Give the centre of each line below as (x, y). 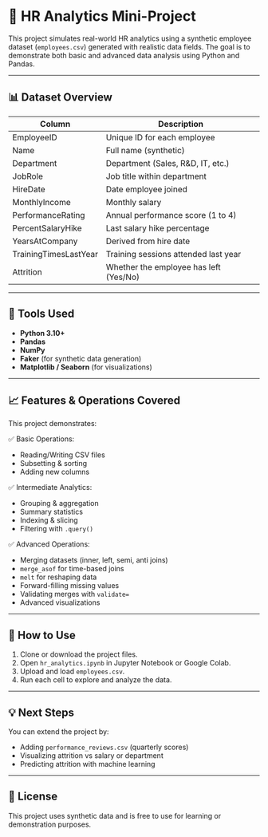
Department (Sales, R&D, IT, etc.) (167, 163)
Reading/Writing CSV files (62, 455)
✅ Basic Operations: (41, 439)
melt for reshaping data (58, 577)
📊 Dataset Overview (61, 98)
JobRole (28, 176)
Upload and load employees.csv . (72, 671)
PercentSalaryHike (47, 228)
